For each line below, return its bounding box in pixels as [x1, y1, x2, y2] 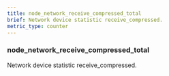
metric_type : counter [7, 23, 69, 29]
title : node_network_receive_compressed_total [7, 10, 142, 17]
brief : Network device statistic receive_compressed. [7, 16, 164, 23]
